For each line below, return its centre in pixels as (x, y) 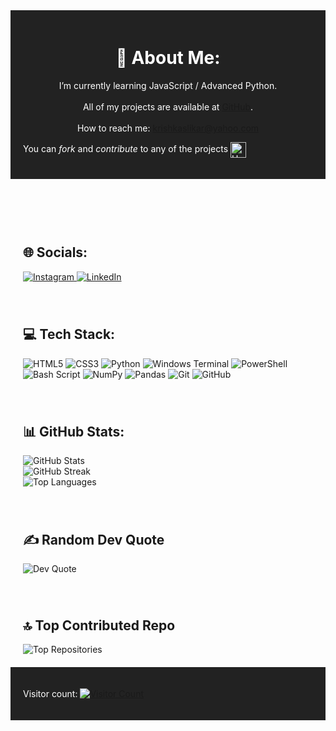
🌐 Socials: (55, 252)
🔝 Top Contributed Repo (99, 625)
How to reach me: (113, 128)
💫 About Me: (168, 58)
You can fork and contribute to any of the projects (126, 149)
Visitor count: (50, 693)
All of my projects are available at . (168, 106)
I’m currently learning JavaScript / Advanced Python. (168, 85)
